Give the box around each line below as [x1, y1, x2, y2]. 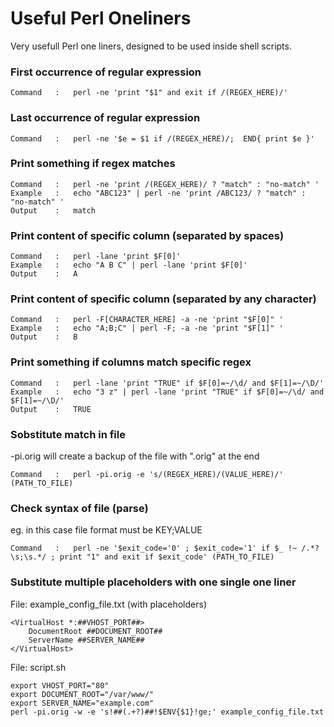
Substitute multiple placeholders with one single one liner [10, 575, 297, 589]
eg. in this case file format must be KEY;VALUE [10, 524, 203, 536]
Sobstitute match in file [10, 427, 126, 441]
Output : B [10, 332, 78, 342]
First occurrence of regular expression [10, 65, 202, 79]
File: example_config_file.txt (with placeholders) [10, 598, 207, 610]
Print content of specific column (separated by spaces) [10, 228, 285, 242]
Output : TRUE [10, 404, 92, 414]
